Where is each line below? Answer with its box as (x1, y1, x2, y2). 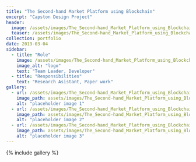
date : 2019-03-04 (6, 41, 48, 47)
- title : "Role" (11, 52, 51, 58)
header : (6, 19, 25, 25)
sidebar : (6, 47, 27, 52)
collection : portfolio (6, 36, 61, 41)
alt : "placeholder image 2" (16, 117, 85, 123)
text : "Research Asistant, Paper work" (16, 79, 114, 85)
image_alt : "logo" (16, 62, 61, 69)
